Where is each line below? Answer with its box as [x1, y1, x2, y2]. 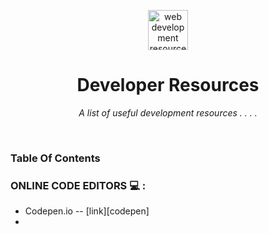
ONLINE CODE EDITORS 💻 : [10, 178, 147, 192]
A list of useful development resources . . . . [78, 106, 258, 119]
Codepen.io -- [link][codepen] [24, 205, 150, 217]
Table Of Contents [10, 151, 101, 165]
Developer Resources [76, 74, 260, 97]
